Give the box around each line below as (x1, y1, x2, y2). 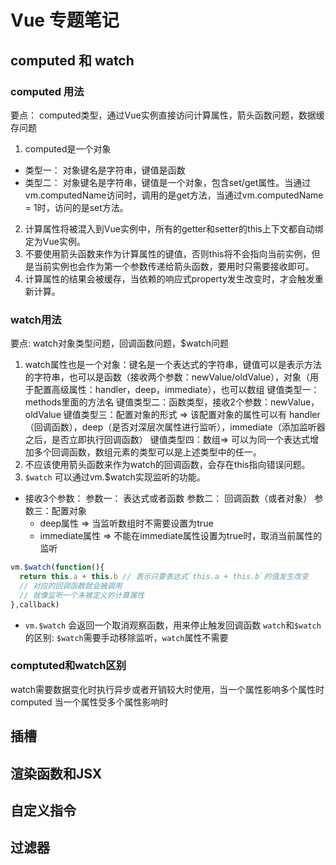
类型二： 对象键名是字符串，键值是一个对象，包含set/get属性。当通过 (24, 176, 312, 188)
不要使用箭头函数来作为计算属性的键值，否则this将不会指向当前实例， (24, 247, 312, 260)
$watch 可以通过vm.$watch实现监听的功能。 (24, 471, 206, 483)
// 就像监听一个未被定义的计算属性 (19, 590, 145, 600)
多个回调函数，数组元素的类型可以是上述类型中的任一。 (33, 446, 262, 458)
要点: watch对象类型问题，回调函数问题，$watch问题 (10, 337, 230, 350)
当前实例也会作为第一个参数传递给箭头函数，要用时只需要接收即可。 (33, 260, 315, 272)
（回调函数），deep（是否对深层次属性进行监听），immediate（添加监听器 (24, 421, 326, 433)
